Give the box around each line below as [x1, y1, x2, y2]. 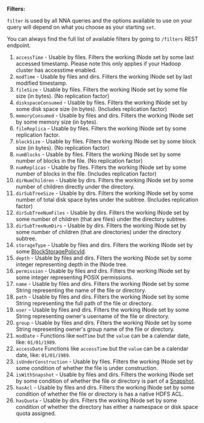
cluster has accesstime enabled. [15, 66, 97, 74]
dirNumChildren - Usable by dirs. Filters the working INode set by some [15, 177, 194, 183]
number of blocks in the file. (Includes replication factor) [15, 170, 157, 177]
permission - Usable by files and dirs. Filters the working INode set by [15, 268, 191, 274]
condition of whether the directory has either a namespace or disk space [15, 403, 199, 410]
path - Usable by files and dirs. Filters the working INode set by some [15, 293, 189, 300]
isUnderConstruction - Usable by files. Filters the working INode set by [15, 358, 193, 365]
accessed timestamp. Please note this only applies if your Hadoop [15, 60, 182, 67]
